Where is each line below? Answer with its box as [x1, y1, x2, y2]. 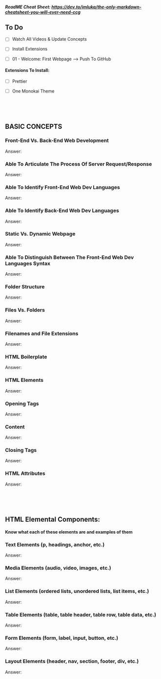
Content [5, 423, 25, 430]
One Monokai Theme [12, 88, 55, 94]
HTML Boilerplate [5, 353, 47, 360]
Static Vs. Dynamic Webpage [5, 231, 76, 237]
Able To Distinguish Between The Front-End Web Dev [5, 254, 134, 260]
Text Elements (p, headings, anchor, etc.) [5, 541, 105, 548]
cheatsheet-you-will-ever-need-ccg [5, 9, 81, 15]
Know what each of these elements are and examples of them [5, 529, 133, 535]
